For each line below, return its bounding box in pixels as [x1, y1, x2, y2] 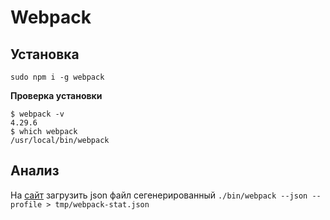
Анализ [10, 162, 60, 180]
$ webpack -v [10, 109, 65, 119]
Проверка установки [10, 90, 103, 101]
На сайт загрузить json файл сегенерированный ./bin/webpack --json [10, 189, 308, 201]
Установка [10, 46, 80, 63]
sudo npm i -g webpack [10, 72, 105, 82]
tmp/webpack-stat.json [54, 199, 150, 210]
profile [10, 199, 43, 210]
